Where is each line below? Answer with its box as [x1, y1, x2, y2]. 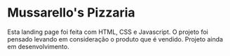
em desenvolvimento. [7, 42, 69, 50]
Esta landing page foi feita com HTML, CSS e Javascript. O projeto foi [7, 28, 209, 36]
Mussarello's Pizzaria [7, 5, 135, 21]
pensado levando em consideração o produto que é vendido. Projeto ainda [7, 35, 223, 43]
